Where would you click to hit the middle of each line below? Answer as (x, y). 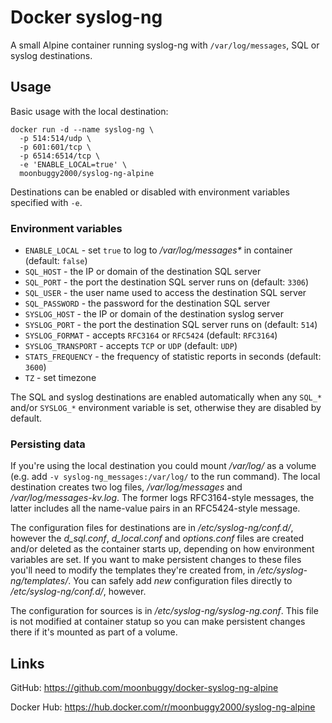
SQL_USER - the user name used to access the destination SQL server (165, 293)
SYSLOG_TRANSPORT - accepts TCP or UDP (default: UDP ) (131, 346)
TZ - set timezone (60, 378)
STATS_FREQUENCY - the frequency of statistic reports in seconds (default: (173, 357)
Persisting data (48, 444)
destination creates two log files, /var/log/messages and (126, 487)
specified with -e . (46, 202)
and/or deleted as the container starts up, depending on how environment (162, 549)
